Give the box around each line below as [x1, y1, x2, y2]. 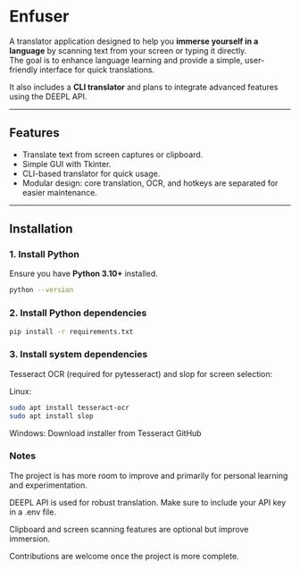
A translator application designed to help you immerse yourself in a [9, 36, 259, 46]
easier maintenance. [21, 187, 98, 197]
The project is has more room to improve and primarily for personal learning [9, 470, 288, 481]
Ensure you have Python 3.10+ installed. [9, 268, 158, 279]
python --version [9, 286, 74, 295]
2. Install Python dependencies [9, 306, 147, 319]
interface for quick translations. [39, 64, 154, 75]
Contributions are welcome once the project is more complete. [9, 550, 239, 561]
